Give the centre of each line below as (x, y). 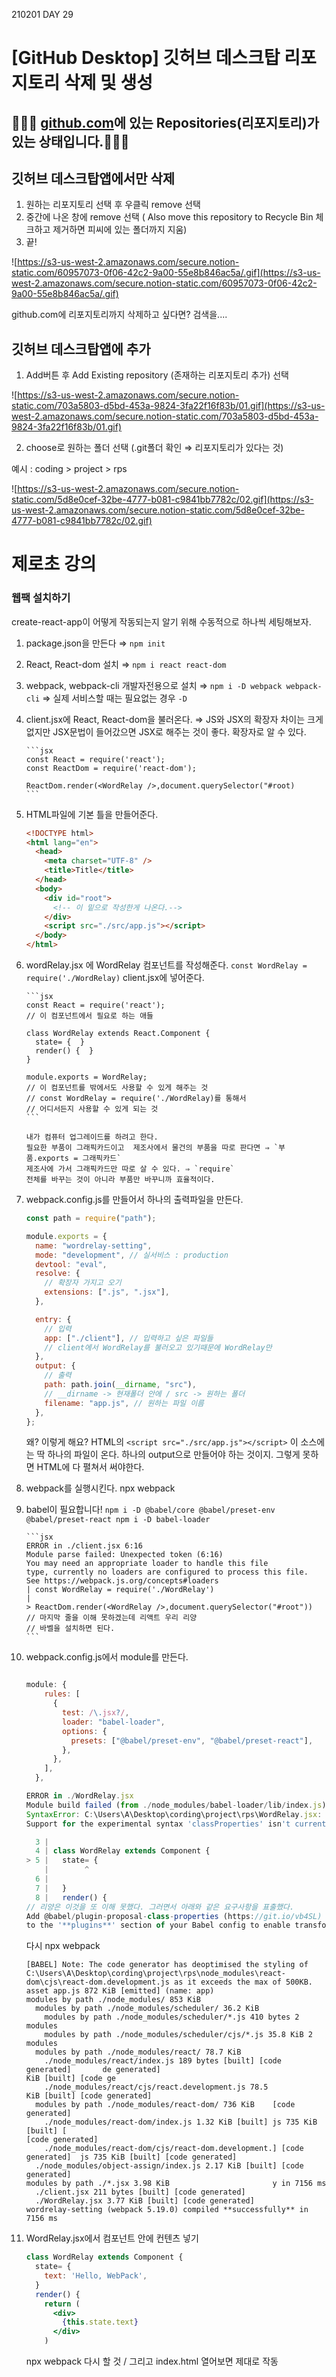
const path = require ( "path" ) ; (91, 1219)
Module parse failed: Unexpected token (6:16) (124, 1555)
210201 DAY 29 (42, 14)
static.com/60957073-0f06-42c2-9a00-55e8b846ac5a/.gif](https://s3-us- (166, 273)
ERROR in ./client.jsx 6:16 (84, 1546)
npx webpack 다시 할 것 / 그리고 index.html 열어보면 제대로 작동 (152, 2361)
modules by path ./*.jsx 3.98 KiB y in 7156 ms (176, 2184)
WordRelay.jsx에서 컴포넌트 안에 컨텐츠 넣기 (112, 2238)
